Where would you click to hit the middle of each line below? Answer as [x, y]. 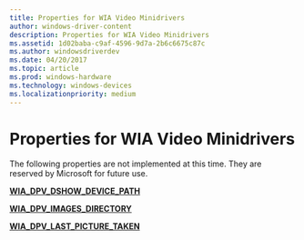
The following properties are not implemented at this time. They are [136, 164]
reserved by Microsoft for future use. [79, 174]
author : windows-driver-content [71, 26]
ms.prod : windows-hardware [61, 77]
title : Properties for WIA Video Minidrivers [97, 18]
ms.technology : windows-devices [71, 85]
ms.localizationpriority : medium [73, 94]
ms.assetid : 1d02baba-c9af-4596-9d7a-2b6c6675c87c [107, 43]
